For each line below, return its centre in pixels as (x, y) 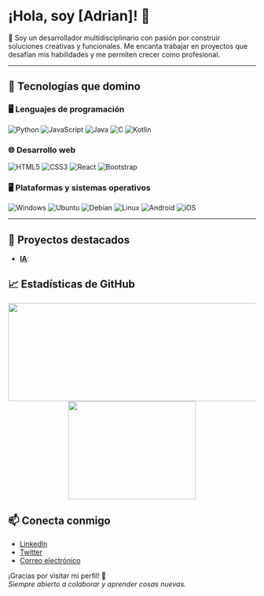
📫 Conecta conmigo (60, 521)
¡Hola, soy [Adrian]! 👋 (79, 16)
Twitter (31, 552)
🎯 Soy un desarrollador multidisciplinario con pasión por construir (114, 38)
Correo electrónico (50, 560)
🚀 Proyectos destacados (69, 240)
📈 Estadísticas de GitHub (72, 285)
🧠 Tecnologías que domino (75, 87)
